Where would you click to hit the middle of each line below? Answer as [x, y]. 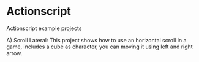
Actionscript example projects [44, 28]
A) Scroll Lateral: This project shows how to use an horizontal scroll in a [96, 40]
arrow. [14, 53]
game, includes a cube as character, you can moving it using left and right [99, 47]
